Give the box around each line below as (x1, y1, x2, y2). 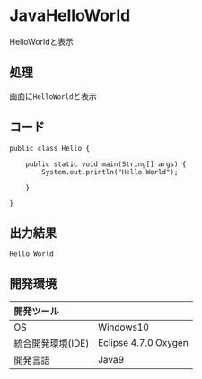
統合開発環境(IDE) (13, 338, 90, 350)
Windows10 (97, 321, 150, 333)
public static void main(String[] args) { (25, 159, 187, 169)
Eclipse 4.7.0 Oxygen (97, 337, 189, 349)
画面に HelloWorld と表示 (9, 91, 97, 101)
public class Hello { (9, 144, 91, 153)
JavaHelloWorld (9, 5, 131, 26)
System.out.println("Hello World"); (41, 167, 179, 176)
